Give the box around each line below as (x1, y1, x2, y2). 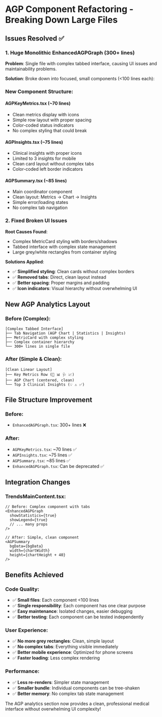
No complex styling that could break (12, 128, 87, 133)
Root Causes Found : (5, 228, 48, 234)
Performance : (5, 668, 40, 675)
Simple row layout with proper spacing (12, 117, 92, 123)
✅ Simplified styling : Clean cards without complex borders (12, 268, 135, 274)
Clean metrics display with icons (12, 112, 79, 117)
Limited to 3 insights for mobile (12, 155, 76, 161)
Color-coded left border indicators (12, 166, 83, 172)
